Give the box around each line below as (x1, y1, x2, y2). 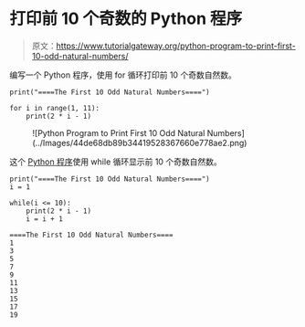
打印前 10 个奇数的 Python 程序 (9, 8, 243, 29)
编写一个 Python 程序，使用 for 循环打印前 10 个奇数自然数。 (9, 69, 237, 80)
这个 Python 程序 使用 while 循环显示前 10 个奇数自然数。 (9, 156, 222, 167)
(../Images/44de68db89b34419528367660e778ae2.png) (32, 137, 247, 148)
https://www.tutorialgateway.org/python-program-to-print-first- (56, 40, 297, 51)
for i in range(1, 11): (9, 103, 100, 112)
